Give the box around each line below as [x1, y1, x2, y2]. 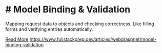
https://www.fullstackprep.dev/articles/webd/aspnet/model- [29, 36, 157, 42]
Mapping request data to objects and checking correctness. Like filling [5, 21, 155, 27]
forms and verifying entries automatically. [5, 26, 93, 32]
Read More [5, 36, 29, 42]
